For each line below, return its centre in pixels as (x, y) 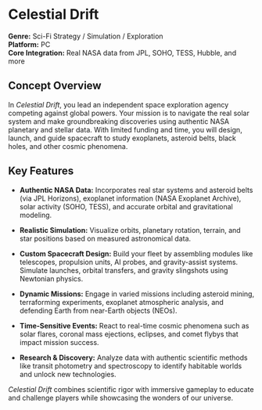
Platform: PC (29, 44)
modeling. (36, 215)
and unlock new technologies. (68, 374)
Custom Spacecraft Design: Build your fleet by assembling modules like (136, 253)
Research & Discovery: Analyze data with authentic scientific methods (133, 357)
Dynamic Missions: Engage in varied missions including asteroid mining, (137, 294)
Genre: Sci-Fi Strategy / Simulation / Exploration (86, 36)
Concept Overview (55, 86)
